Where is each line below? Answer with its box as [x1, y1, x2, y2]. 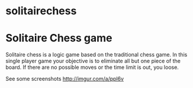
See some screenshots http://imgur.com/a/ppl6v [5, 76, 124, 83]
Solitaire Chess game [5, 32, 112, 45]
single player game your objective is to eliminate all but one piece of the [5, 58, 181, 65]
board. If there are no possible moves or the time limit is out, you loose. [5, 64, 179, 71]
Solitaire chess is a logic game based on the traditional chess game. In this [5, 51, 188, 58]
